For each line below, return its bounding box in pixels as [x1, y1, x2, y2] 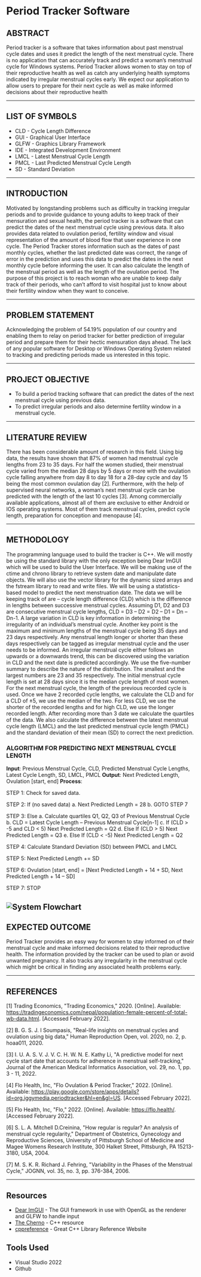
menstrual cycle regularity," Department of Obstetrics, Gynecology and [6, 1130, 181, 1137]
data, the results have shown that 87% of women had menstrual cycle [6, 455, 178, 462]
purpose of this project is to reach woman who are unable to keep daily [6, 274, 182, 282]
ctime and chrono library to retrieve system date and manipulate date [6, 570, 176, 577]
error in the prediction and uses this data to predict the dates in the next [6, 255, 184, 262]
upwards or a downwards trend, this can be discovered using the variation [6, 652, 190, 659]
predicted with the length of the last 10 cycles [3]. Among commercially [6, 493, 182, 500]
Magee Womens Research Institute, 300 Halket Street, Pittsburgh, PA [6, 1143, 176, 1151]
